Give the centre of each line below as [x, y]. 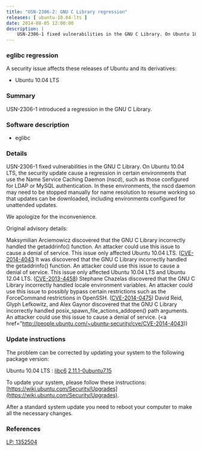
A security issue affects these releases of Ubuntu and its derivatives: [91, 69]
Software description [38, 124]
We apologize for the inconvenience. [52, 217]
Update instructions [36, 339]
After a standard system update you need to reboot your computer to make [99, 407]
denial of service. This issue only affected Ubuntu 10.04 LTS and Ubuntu [96, 272]
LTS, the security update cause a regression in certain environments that [96, 173]
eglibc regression [32, 56]
